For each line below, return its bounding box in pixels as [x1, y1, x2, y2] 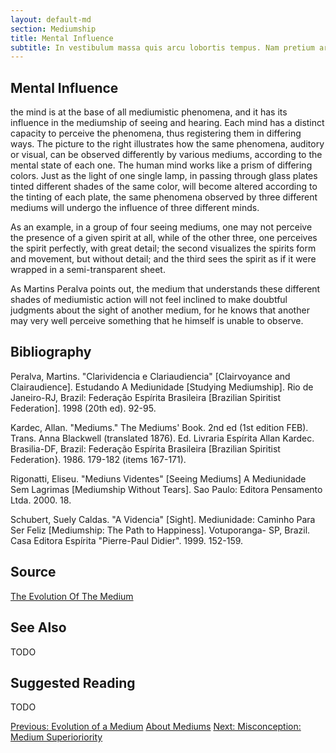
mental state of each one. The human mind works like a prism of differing [10, 159, 313, 171]
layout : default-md [10, 14, 92, 25]
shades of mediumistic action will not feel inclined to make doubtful [10, 294, 288, 306]
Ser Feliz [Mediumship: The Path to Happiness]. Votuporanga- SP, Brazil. [10, 524, 311, 536]
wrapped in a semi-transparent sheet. [10, 264, 166, 276]
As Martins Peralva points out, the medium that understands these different [10, 283, 321, 295]
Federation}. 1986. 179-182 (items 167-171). [10, 453, 187, 465]
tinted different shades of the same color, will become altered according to [10, 181, 318, 193]
